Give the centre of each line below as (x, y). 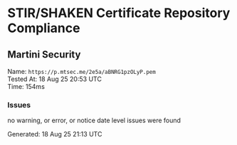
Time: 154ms (26, 86)
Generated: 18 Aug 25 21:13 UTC (55, 134)
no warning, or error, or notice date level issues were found (94, 120)
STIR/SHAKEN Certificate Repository (119, 13)
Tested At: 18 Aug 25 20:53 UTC (54, 79)
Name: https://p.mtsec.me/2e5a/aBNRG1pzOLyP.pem (82, 71)
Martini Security (44, 54)
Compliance (44, 28)
